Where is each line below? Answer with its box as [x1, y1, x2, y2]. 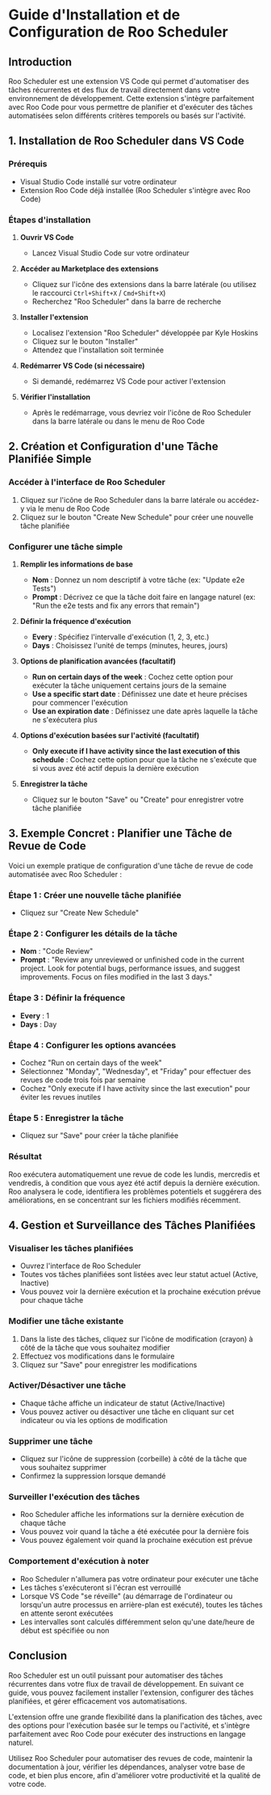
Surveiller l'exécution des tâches [8, 1491, 140, 1502]
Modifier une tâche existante [8, 1316, 124, 1327]
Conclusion [8, 1649, 68, 1662]
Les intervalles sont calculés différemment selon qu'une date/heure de [19, 1616, 256, 1626]
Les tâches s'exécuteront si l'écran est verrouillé [19, 1582, 181, 1592]
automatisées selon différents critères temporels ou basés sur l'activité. [8, 111, 246, 120]
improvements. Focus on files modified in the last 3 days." [19, 972, 213, 982]
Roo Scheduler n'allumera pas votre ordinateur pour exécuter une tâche [19, 1574, 259, 1583]
